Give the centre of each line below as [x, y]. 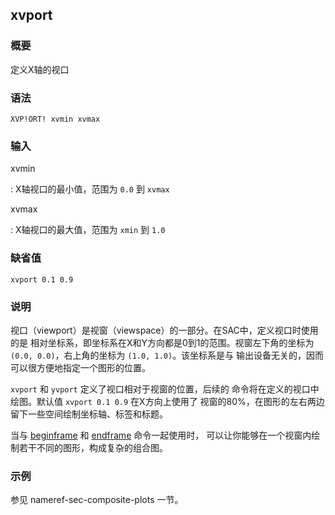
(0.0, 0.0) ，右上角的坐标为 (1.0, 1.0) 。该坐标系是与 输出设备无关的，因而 [167, 355]
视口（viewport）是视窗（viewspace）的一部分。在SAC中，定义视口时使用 [164, 330]
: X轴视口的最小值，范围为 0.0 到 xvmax [90, 189]
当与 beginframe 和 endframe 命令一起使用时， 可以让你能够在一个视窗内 [161, 435]
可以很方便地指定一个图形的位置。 [80, 367]
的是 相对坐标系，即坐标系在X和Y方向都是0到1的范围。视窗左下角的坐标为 [162, 342]
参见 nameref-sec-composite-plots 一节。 [97, 500]
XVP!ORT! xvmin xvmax [55, 119]
